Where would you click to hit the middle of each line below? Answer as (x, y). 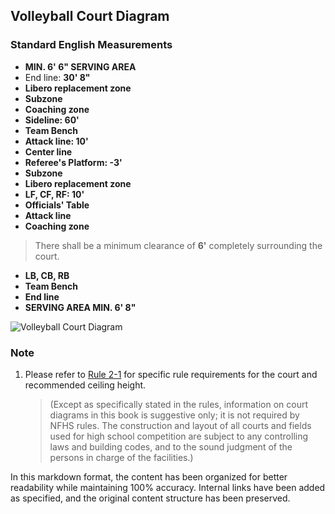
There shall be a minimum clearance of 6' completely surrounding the (178, 245)
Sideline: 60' (52, 120)
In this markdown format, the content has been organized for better (149, 476)
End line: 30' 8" (57, 77)
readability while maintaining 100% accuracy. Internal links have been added (168, 487)
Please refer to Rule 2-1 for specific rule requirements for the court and (171, 374)
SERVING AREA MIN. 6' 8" (80, 307)
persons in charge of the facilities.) (121, 457)
